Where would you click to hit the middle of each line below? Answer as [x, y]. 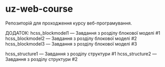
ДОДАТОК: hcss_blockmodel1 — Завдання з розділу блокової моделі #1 [83, 33]
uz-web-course [39, 9]
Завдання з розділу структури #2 [42, 59]
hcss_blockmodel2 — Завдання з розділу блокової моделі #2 [71, 38]
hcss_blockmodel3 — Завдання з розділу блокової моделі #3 [71, 43]
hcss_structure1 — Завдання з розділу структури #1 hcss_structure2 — [81, 54]
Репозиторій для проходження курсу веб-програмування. [69, 23]
